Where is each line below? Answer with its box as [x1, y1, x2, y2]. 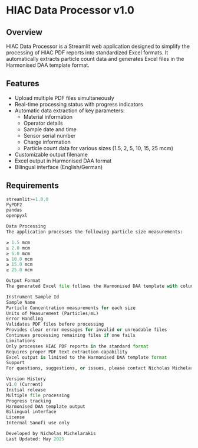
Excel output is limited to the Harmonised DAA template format [6, 354, 167, 361]
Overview [6, 27, 43, 37]
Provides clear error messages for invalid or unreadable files [6, 327, 167, 333]
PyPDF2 [6, 202, 22, 207]
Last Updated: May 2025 [6, 436, 65, 442]
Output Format [6, 278, 41, 284]
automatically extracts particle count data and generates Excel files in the [6, 56, 184, 62]
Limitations [6, 337, 35, 343]
